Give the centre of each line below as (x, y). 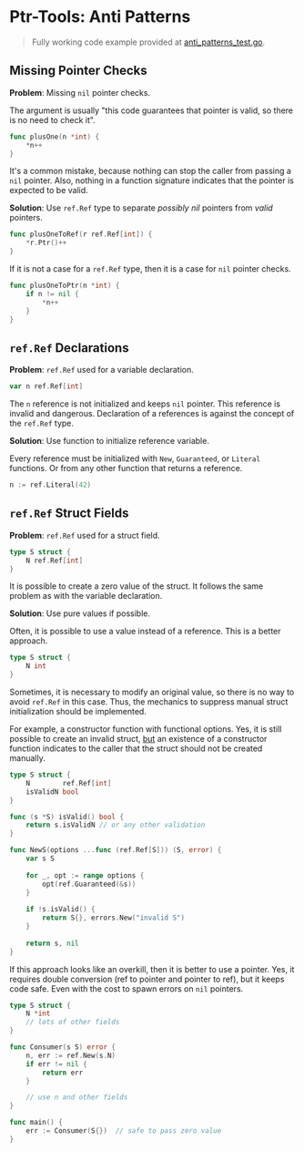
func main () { (36, 1123)
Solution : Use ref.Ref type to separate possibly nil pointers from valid (141, 208)
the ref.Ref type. (42, 423)
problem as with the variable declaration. (86, 596)
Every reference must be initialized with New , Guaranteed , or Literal (135, 458)
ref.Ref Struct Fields (69, 514)
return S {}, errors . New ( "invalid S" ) (113, 918)
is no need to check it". (52, 119)
